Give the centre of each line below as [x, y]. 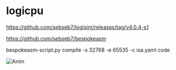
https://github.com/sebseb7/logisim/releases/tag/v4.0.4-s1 [77, 27]
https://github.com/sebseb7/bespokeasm [56, 38]
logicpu [25, 11]
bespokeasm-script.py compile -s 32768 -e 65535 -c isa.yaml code [88, 50]
